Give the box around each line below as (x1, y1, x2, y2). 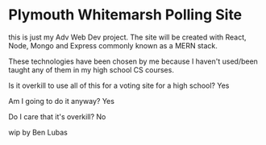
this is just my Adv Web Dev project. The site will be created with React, (8, 32, 247, 42)
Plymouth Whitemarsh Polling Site (8, 6, 243, 24)
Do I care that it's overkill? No (8, 111, 106, 122)
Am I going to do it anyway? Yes (8, 96, 115, 106)
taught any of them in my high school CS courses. (8, 64, 175, 74)
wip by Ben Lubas (8, 127, 69, 137)
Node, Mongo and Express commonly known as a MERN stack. (8, 40, 218, 50)
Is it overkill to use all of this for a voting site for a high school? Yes (8, 81, 230, 90)
